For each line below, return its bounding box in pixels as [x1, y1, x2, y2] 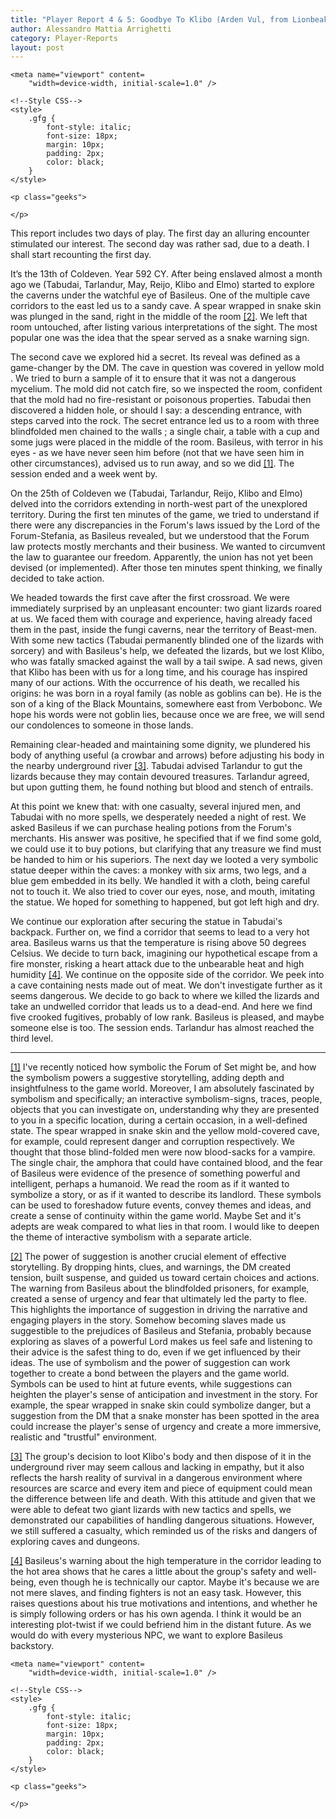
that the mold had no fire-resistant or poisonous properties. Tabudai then [10, 394, 312, 406]
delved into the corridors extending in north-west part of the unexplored [10, 498, 308, 510]
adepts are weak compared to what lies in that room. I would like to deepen [10, 1221, 320, 1233]
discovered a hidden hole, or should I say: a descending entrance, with [10, 404, 302, 416]
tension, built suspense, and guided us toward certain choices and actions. [10, 1272, 320, 1284]
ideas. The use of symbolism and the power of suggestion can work [10, 1357, 291, 1369]
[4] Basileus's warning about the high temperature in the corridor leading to [10, 1555, 322, 1567]
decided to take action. [10, 572, 105, 585]
